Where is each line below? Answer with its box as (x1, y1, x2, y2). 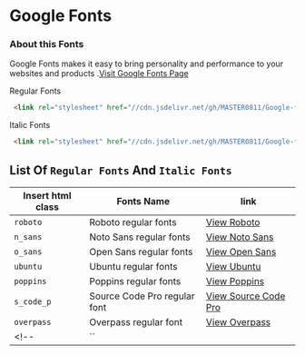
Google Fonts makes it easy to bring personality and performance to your (9, 58, 284, 69)
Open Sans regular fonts (89, 246, 193, 259)
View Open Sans (205, 246, 277, 259)
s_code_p (14, 297, 52, 307)
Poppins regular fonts (89, 275, 182, 288)
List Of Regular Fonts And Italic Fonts (9, 163, 233, 178)
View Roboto (205, 216, 261, 229)
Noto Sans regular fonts (89, 231, 191, 243)
